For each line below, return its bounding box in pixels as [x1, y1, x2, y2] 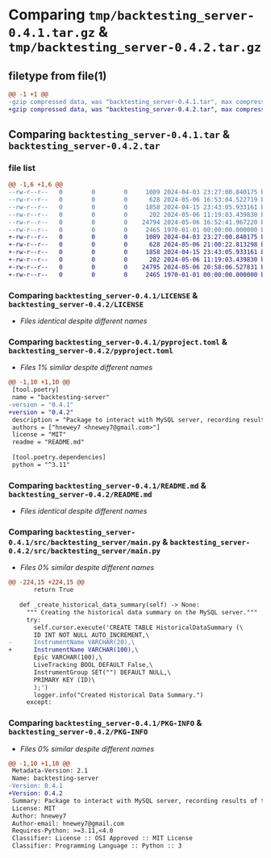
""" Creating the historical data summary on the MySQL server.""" [26, 608, 258, 616]
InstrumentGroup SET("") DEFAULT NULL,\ [33, 668, 172, 677]
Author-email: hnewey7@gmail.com [11, 819, 125, 827]
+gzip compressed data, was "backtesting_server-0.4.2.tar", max [8, 105, 232, 114]
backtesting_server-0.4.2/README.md [8, 489, 152, 499]
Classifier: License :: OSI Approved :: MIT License [11, 835, 194, 843]
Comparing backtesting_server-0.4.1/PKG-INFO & [8, 718, 202, 729]
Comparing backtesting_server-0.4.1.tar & [8, 127, 230, 142]
